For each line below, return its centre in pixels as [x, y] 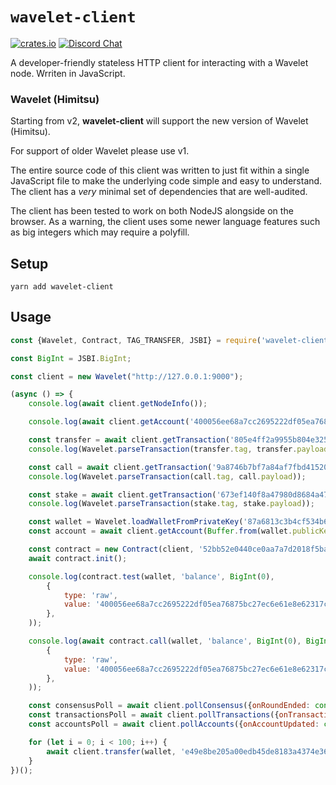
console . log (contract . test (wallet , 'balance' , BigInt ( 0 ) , [151, 576]
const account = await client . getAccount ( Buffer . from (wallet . [160, 531]
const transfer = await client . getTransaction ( [129, 440]
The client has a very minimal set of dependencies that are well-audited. [159, 192]
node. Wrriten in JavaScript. [68, 73]
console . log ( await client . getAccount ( [109, 422]
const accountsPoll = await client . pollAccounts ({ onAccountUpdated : [174, 724]
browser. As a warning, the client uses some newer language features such [165, 222]
